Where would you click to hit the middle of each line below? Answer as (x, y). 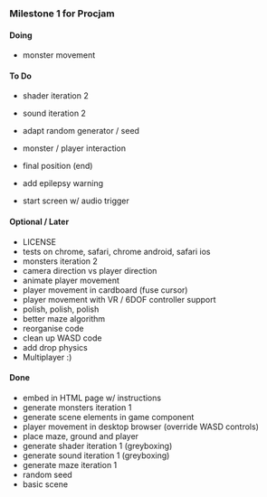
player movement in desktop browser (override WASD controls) (141, 427)
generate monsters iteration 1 (77, 407)
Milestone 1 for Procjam (62, 14)
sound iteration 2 (54, 113)
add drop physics (55, 347)
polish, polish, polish (61, 309)
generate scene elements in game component (108, 417)
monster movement (59, 55)
